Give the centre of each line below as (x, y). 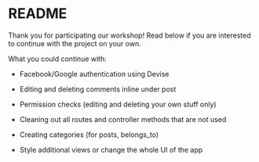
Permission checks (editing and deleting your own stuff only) (118, 104)
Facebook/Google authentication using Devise (94, 74)
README (38, 14)
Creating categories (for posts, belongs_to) (89, 135)
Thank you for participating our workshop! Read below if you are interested (129, 35)
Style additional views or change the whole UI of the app (111, 149)
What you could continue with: (58, 59)
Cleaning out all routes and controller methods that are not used (123, 119)
